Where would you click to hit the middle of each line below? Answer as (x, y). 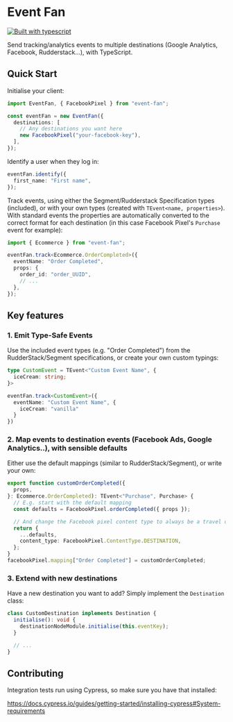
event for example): (35, 230)
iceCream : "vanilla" (49, 409)
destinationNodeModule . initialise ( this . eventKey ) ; (94, 627)
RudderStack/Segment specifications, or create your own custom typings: (113, 358)
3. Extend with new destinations (62, 578)
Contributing (35, 673)
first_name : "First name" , (52, 180)
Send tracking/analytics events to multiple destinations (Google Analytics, (113, 44)
